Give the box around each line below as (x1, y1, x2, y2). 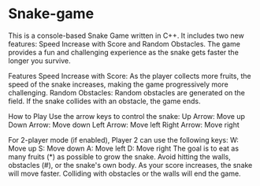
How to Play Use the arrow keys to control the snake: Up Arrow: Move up (8, 111, 246, 121)
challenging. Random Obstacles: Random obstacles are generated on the (8, 87, 246, 97)
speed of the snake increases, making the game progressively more (8, 80, 228, 89)
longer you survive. (8, 56, 71, 65)
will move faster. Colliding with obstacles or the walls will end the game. (8, 169, 242, 178)
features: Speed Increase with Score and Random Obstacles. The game (8, 39, 240, 48)
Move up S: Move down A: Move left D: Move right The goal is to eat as (8, 143, 239, 153)
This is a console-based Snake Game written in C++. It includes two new (8, 31, 244, 40)
